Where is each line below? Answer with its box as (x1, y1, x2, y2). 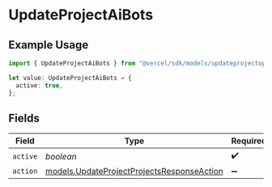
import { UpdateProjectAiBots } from (8, 59, 136, 67)
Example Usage (8, 38, 89, 52)
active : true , (15, 81, 63, 90)
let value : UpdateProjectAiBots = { (8, 74, 132, 82)
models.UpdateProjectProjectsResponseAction (45, 166, 224, 177)
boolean (45, 151, 77, 162)
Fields (8, 111, 40, 125)
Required (231, 135, 267, 147)
